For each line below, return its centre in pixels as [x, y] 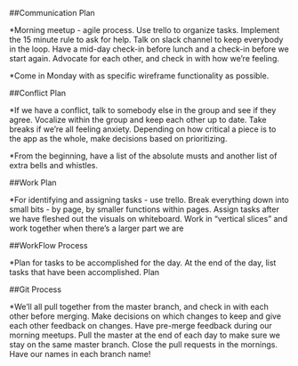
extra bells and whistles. [53, 165]
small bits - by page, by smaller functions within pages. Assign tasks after [145, 209]
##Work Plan [33, 183]
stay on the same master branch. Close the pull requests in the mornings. [144, 345]
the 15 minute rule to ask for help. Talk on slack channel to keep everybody [146, 40]
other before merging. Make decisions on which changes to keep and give [145, 316]
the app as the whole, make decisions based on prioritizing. [118, 138]
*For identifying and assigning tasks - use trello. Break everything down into [149, 200]
